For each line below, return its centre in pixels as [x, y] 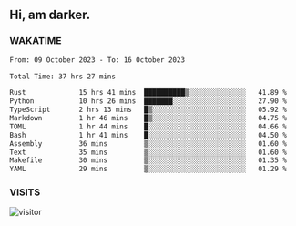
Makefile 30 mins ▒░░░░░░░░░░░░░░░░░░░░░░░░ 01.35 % [148, 160]
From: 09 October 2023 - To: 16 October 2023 [97, 60]
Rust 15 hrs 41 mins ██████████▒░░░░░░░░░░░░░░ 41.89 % [148, 93]
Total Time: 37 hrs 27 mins [63, 77]
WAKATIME [36, 41]
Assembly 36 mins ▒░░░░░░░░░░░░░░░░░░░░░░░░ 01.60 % [148, 144]
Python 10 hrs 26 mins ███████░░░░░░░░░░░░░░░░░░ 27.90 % [148, 101]
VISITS [25, 192]
